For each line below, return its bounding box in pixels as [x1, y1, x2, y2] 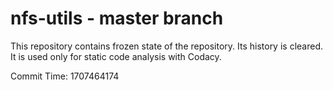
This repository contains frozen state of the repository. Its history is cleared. [10, 40, 323, 52]
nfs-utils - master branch [10, 7, 224, 30]
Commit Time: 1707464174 [10, 70, 120, 82]
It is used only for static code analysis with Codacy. [10, 50, 222, 62]
